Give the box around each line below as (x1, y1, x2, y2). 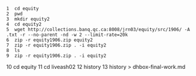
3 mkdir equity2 (6, 16, 50, 22)
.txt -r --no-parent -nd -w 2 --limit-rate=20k (6, 32, 128, 38)
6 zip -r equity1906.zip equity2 (6, 37, 93, 43)
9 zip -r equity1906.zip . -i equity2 (6, 53, 107, 59)
